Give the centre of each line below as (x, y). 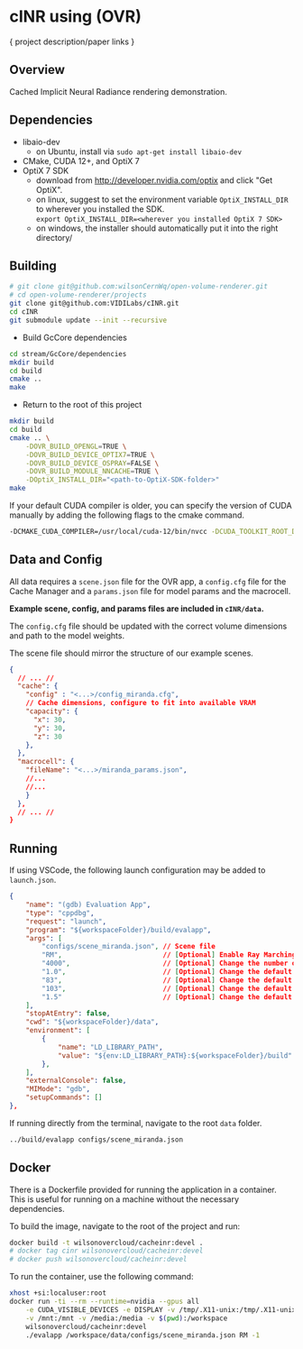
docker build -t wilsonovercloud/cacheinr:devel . (106, 1243)
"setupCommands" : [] (64, 1097)
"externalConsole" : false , (76, 1081)
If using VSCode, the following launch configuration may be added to (138, 870)
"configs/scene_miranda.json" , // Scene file (129, 947)
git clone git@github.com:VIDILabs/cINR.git (94, 304)
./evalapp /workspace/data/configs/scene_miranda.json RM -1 (142, 1335)
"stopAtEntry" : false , (68, 1014)
